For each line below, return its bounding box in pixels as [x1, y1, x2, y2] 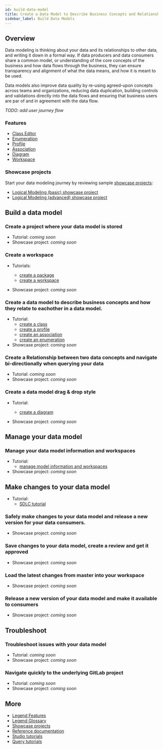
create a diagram [19, 409, 53, 415]
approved [5, 549, 28, 556]
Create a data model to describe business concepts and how [5, 299, 151, 306]
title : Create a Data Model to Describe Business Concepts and [5, 12, 136, 17]
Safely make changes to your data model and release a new [5, 513, 148, 520]
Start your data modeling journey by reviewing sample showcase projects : [5, 180, 153, 186]
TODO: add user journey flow [5, 108, 64, 114]
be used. [5, 73, 23, 79]
